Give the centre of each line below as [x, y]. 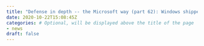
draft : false [23, 34]
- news [15, 28]
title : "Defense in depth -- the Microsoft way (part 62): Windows [93, 12]
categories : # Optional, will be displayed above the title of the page [100, 23]
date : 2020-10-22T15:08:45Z [42, 17]
